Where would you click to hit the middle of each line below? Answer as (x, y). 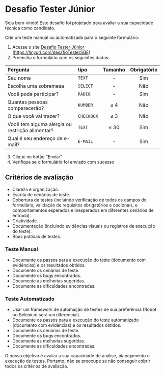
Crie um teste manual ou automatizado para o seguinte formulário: (72, 37)
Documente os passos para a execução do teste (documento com (79, 260)
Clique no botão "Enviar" (37, 157)
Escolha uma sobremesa (36, 86)
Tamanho (114, 69)
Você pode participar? (33, 94)
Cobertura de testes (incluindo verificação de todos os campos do (79, 200)
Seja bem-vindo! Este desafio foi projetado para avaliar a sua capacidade (79, 23)
